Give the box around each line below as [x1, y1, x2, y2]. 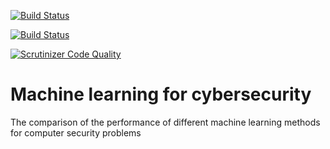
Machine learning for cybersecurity [10, 83, 312, 106]
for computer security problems [10, 126, 142, 139]
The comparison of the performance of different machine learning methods [10, 116, 321, 128]
